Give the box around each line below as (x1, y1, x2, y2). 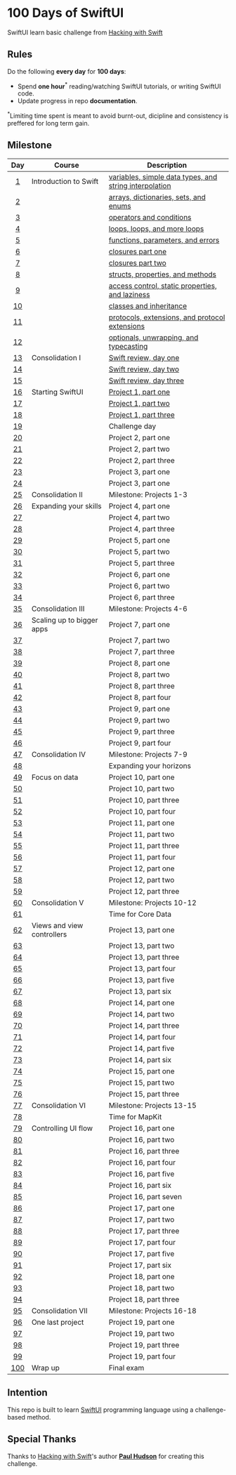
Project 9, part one (108, 703, 171, 713)
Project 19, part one (108, 1317, 175, 1327)
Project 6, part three (108, 592, 176, 602)
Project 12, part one (108, 864, 175, 873)
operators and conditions (108, 212, 192, 222)
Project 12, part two (108, 875, 175, 885)
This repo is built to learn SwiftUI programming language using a (7, 1405, 194, 1414)
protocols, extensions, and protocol (108, 312, 225, 322)
